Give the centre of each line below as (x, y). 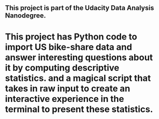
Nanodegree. (26, 16)
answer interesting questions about (79, 57)
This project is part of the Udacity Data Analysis (79, 8)
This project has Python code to (71, 37)
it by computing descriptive (62, 68)
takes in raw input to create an (68, 89)
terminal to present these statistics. (79, 109)
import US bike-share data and (68, 47)
